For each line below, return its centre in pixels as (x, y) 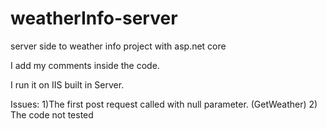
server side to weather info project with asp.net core (118, 46)
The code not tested (52, 114)
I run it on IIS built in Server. (67, 84)
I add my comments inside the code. (85, 65)
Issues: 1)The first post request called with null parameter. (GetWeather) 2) (164, 104)
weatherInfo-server (94, 18)
